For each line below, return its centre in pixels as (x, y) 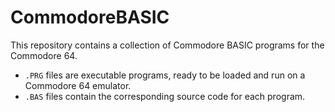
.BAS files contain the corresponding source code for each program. (165, 96)
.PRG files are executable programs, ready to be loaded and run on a (165, 75)
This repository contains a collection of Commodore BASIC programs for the (167, 45)
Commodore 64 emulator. (78, 85)
